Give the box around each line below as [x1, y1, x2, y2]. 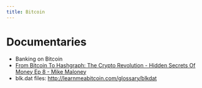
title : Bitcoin [6, 8, 45, 15]
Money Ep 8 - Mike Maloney [15, 68, 87, 75]
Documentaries [6, 35, 87, 49]
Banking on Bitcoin [15, 55, 63, 63]
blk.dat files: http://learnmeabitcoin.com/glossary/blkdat [15, 74, 157, 82]
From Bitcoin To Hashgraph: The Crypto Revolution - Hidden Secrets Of [15, 61, 196, 69]
